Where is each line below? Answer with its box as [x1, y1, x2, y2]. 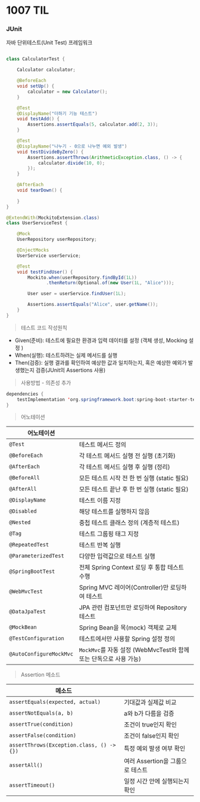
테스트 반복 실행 [79, 541, 121, 549]
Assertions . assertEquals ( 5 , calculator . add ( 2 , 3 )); [27, 121, 159, 128]
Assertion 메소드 [20, 671, 61, 678]
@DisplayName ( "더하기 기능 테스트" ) [17, 111, 98, 117]
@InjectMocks [17, 248, 49, 253]
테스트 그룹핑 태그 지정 [79, 530, 139, 538]
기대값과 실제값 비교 [124, 698, 177, 707]
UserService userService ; [17, 252, 82, 259]
